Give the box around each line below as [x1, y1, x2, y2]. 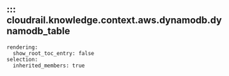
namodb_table [6, 25, 71, 37]
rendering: [6, 43, 38, 51]
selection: [6, 56, 38, 63]
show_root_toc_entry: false [13, 50, 95, 56]
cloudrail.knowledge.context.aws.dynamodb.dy [6, 15, 222, 26]
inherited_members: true [13, 62, 85, 69]
